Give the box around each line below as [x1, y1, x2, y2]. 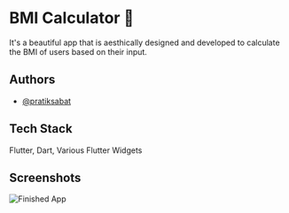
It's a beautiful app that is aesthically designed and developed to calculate [9, 37, 281, 48]
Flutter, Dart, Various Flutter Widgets [9, 145, 143, 156]
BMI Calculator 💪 [9, 8, 135, 28]
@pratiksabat [21, 95, 72, 106]
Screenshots [9, 170, 82, 185]
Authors [9, 72, 56, 87]
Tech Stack [9, 121, 73, 136]
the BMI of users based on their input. [9, 46, 148, 57]
